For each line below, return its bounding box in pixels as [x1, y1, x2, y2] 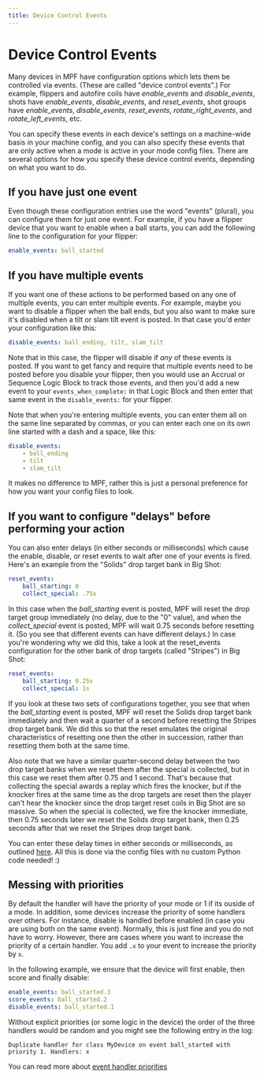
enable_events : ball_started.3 [8, 988, 111, 996]
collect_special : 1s [22, 684, 90, 692]
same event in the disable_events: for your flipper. [8, 394, 173, 404]
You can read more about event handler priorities [8, 1062, 168, 1071]
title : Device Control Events [8, 11, 108, 20]
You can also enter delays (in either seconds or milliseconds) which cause [8, 543, 249, 553]
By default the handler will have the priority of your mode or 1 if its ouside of [8, 899, 255, 908]
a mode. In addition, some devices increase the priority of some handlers [8, 908, 246, 917]
